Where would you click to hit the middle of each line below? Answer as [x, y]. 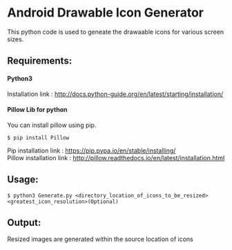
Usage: [23, 180]
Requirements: [40, 61]
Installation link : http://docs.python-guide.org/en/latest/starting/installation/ [115, 94]
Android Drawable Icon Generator [105, 13]
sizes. [16, 39]
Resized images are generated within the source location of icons [100, 239]
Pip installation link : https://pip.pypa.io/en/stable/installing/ [91, 151]
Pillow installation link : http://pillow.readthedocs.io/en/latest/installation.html [116, 157]
